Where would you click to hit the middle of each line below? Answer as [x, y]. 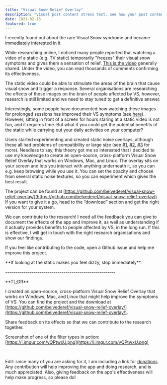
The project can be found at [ [35, 191]
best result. [17, 182]
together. [14, 327]
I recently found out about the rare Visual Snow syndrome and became [78, 38]
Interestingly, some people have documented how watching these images [81, 109]
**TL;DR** [17, 282]
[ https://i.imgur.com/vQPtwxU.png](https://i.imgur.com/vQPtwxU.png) [77, 342]
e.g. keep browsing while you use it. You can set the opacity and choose [79, 171]
